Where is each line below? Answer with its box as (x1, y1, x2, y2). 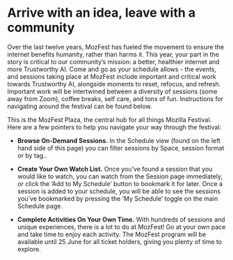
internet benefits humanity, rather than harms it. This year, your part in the (7, 50, 219, 59)
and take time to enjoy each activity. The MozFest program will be (17, 230, 207, 238)
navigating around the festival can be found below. (7, 102, 152, 110)
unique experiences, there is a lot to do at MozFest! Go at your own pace (17, 222, 226, 231)
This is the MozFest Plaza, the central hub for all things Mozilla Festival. (7, 115, 212, 123)
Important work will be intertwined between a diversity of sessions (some (7, 87, 218, 95)
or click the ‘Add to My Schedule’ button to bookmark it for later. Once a (17, 179, 223, 188)
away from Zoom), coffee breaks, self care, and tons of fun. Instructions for (7, 94, 224, 102)
